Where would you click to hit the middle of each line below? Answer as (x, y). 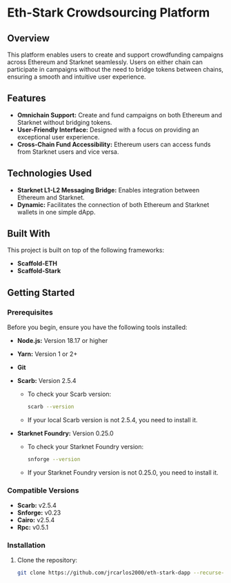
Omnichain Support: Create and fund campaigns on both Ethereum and (120, 115)
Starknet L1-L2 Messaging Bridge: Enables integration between (108, 190)
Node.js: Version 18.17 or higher (62, 341)
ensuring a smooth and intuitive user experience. (77, 77)
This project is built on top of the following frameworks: (86, 250)
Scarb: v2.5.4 (37, 506)
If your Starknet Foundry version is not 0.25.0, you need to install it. (123, 472)
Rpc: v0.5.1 (33, 527)
